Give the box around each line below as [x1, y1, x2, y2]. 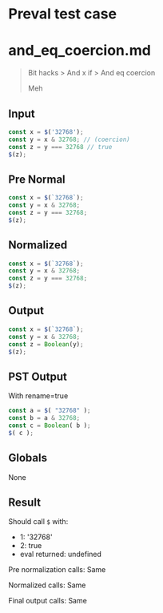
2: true [19, 541, 42, 550]
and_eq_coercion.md [8, 42, 152, 60]
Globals [8, 451, 48, 465]
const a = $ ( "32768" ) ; [8, 406, 91, 415]
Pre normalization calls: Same [8, 565, 106, 575]
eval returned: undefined [19, 550, 102, 559]
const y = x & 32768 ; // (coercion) [8, 135, 130, 143]
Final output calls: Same [8, 596, 88, 606]
